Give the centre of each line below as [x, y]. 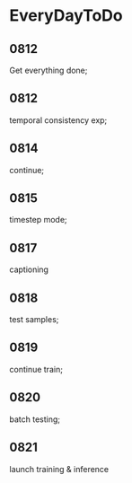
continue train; [36, 369]
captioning [29, 269]
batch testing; [35, 419]
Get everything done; [48, 70]
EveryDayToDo [66, 16]
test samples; [34, 320]
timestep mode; [38, 220]
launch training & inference [59, 469]
